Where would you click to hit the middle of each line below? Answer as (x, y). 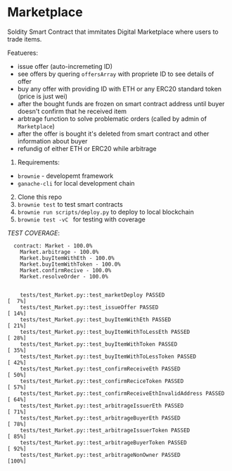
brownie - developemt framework (65, 176)
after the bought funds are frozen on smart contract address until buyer (121, 103)
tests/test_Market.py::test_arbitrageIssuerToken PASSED (105, 430)
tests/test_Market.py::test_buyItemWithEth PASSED (96, 320)
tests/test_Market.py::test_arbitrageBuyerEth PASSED (100, 418)
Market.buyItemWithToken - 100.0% (70, 264)
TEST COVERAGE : (33, 233)
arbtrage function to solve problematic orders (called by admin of (112, 118)
